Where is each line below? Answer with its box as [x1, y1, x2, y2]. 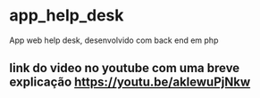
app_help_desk [9, 5, 124, 26]
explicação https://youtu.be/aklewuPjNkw [9, 75, 251, 90]
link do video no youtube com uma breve [9, 61, 240, 76]
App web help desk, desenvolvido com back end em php [9, 35, 219, 45]
